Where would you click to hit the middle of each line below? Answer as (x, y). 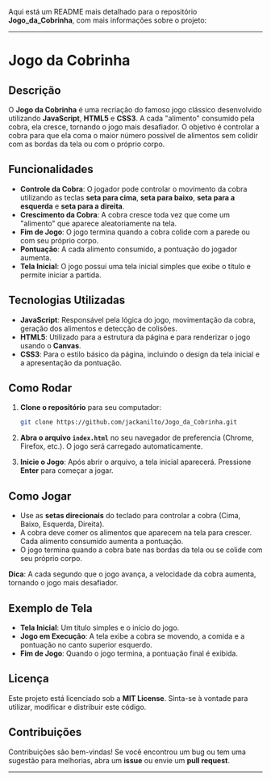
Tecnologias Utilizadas (67, 300)
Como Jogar (40, 496)
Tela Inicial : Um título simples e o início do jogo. (100, 627)
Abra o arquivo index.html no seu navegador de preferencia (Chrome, (137, 438)
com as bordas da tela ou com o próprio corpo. (87, 144)
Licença (29, 679)
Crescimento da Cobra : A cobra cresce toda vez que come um (125, 214)
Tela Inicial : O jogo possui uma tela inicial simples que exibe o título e (135, 266)
